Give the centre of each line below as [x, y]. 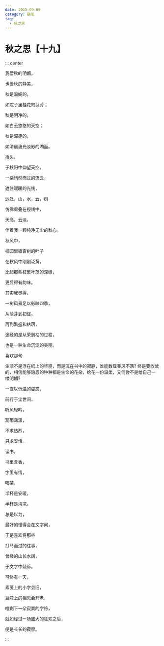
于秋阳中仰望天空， [25, 167]
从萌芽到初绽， [20, 314]
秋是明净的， [18, 115]
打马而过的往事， [22, 546]
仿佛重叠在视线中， [25, 209]
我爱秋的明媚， [20, 73]
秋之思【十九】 [35, 49]
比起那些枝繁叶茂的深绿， [31, 272]
